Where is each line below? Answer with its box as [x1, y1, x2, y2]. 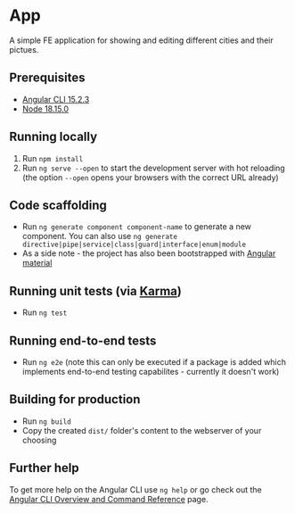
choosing [21, 434, 57, 445]
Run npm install [21, 153, 84, 163]
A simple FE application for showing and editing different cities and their [9, 35, 274, 46]
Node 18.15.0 [21, 103, 70, 114]
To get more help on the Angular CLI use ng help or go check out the [9, 484, 262, 495]
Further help [9, 460, 80, 476]
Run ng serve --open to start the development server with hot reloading [21, 162, 285, 173]
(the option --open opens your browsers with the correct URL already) [21, 171, 279, 183]
